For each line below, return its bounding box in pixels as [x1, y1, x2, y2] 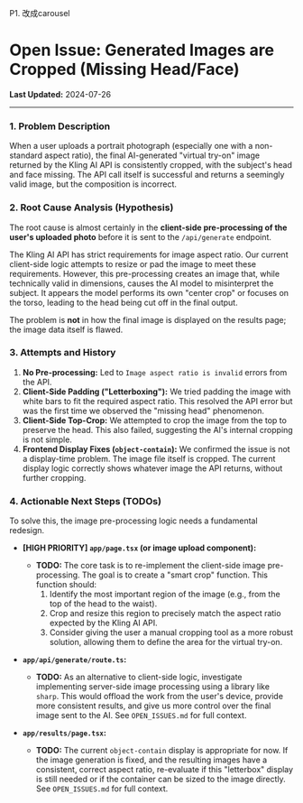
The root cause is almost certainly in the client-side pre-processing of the [9, 222, 288, 233]
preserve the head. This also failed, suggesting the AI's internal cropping [22, 424, 293, 435]
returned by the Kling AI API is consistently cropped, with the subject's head [9, 160, 293, 171]
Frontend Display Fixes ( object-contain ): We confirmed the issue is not [22, 443, 290, 454]
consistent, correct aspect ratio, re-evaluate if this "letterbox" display [35, 764, 294, 775]
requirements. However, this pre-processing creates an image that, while [9, 268, 280, 279]
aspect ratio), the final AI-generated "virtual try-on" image [44, 150, 260, 161]
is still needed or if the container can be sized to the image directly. [35, 774, 286, 785]
